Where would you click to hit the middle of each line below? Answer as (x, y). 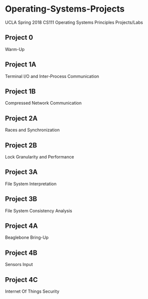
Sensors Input (19, 265)
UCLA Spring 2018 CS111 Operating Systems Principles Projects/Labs (74, 22)
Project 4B (21, 253)
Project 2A (21, 118)
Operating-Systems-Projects (65, 9)
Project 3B (21, 199)
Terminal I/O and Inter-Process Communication (52, 76)
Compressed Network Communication (43, 103)
